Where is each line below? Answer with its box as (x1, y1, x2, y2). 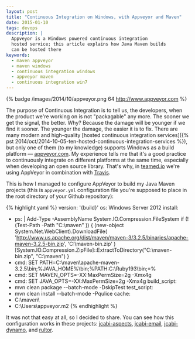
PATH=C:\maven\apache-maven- (39, 259, 120, 266)
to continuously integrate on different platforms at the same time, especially (6, 156, 189, 163)
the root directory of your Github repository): (6, 193, 114, 200)
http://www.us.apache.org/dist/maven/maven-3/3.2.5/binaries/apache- (16, 234, 189, 241)
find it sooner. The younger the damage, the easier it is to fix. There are (6, 125, 178, 132)
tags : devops (6, 25, 38, 31)
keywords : (6, 52, 30, 58)
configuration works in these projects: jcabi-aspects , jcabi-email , (6, 320, 163, 327)
